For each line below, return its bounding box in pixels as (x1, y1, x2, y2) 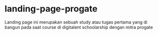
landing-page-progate (4, 3, 98, 14)
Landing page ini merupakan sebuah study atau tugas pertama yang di (4, 19, 148, 25)
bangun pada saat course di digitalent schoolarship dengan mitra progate (4, 24, 153, 30)
